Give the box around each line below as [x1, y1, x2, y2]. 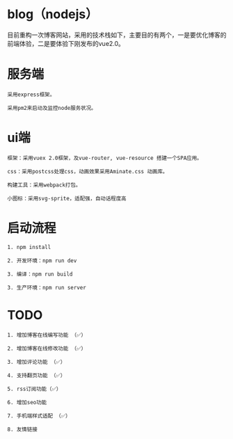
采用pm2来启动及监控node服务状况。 [7, 104, 97, 111]
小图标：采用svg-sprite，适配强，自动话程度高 [7, 195, 127, 202]
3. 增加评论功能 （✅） [7, 358, 66, 365]
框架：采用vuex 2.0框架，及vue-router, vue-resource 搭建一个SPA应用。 [7, 154, 202, 161]
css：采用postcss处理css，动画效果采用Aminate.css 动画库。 [7, 168, 168, 175]
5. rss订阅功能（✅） [7, 385, 62, 392]
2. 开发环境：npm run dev [7, 257, 77, 264]
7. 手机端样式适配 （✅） [7, 412, 71, 420]
